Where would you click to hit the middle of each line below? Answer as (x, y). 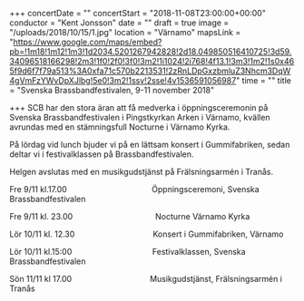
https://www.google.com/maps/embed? (88, 42)
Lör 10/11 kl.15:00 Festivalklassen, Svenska (128, 252)
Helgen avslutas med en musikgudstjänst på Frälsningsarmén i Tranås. (142, 172)
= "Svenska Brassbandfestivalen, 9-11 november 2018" (112, 90)
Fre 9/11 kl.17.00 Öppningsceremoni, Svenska (135, 189)
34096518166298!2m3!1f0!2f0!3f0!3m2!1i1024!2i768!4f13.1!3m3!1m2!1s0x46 (152, 61)
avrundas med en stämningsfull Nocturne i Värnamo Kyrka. (120, 127)
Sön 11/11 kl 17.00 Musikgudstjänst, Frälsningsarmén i (146, 279)
